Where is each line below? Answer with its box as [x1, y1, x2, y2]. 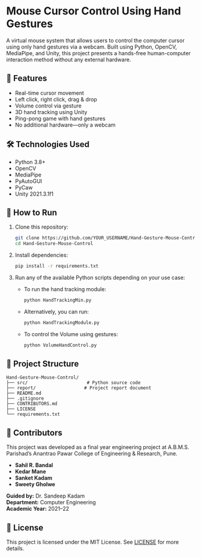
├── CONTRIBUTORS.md [6, 401, 58, 407]
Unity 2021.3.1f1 [14, 190, 54, 197]
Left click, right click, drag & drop [14, 95, 97, 103]
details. [6, 545, 25, 552]
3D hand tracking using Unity [14, 108, 88, 115]
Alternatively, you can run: [23, 308, 89, 315]
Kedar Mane [14, 468, 46, 475]
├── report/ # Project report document [6, 385, 152, 391]
